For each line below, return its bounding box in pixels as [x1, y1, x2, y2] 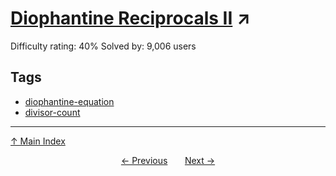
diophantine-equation [24, 95, 115, 107]
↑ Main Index [10, 135, 66, 147]
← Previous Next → [120, 154, 216, 166]
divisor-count [24, 106, 81, 118]
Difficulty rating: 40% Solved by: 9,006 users [10, 40, 197, 52]
